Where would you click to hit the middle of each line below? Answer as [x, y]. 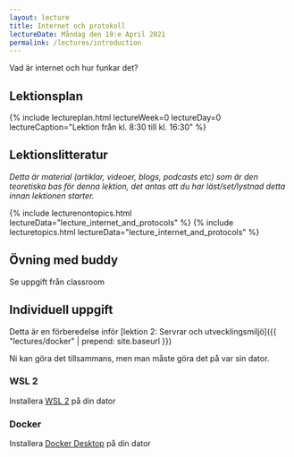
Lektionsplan [46, 96]
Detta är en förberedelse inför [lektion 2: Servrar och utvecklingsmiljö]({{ [143, 331]
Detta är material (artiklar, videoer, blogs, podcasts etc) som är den [134, 176]
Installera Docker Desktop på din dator [80, 444]
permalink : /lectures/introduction [76, 42]
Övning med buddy [64, 260]
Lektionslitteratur [59, 155]
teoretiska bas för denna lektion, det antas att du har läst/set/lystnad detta [147, 186]
